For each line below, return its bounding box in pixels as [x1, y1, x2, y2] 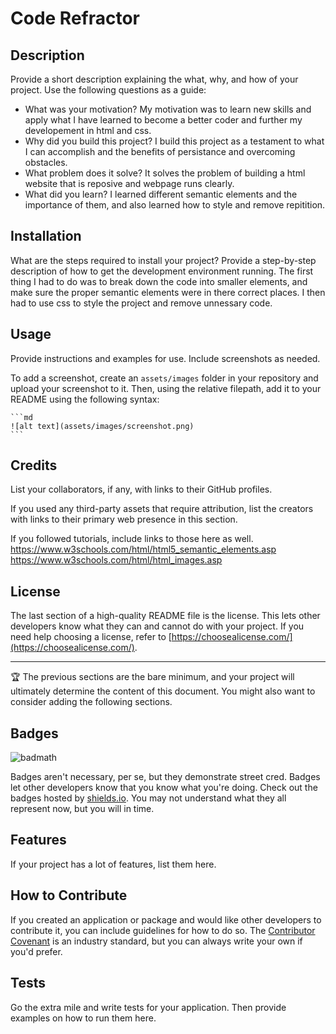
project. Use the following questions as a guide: [10, 84, 207, 96]
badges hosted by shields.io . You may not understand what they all [10, 792, 287, 804]
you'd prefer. [10, 945, 63, 957]
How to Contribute [10, 887, 128, 904]
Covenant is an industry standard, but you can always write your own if [10, 935, 303, 947]
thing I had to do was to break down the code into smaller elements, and [10, 275, 308, 287]
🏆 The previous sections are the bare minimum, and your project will [10, 671, 295, 683]
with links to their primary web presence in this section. [10, 513, 238, 526]
